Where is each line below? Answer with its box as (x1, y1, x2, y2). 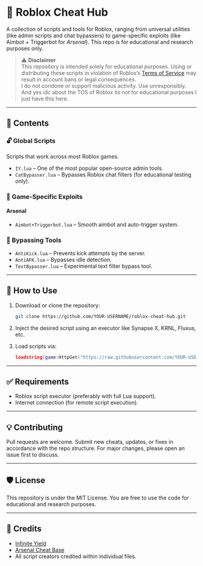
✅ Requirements (6, 377, 69, 386)
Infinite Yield (14, 539, 47, 547)
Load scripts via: (14, 342, 57, 350)
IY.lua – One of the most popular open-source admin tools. (14, 164, 164, 172)
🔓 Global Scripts (6, 137, 56, 145)
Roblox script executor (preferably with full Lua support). (14, 392, 156, 400)
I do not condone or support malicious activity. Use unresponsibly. (21, 82, 187, 89)
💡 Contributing (6, 422, 63, 432)
